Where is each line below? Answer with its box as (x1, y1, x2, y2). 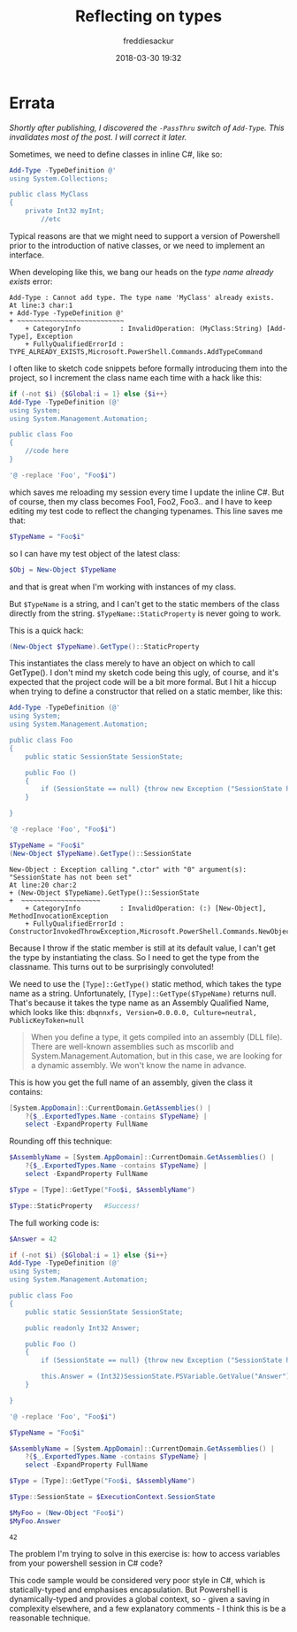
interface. (9, 250, 44, 260)
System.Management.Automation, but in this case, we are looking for (30, 1051, 283, 1061)
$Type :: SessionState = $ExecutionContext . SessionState (9, 1493, 216, 1502)
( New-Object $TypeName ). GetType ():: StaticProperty (9, 642, 200, 651)
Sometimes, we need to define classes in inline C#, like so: (9, 149, 223, 159)
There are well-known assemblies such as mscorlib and (30, 1041, 234, 1051)
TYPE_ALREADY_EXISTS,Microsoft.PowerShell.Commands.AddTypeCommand (9, 347, 263, 356)
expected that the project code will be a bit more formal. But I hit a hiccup (9, 677, 277, 688)
